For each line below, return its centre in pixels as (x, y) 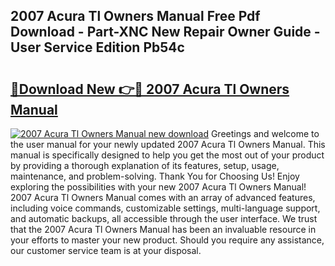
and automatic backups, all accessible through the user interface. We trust (164, 218)
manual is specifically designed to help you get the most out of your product (167, 155)
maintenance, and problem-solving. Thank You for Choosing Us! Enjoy (155, 176)
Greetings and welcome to (265, 133)
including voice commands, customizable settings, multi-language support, (165, 208)
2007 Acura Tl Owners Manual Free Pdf (135, 16)
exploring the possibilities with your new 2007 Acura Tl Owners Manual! (158, 187)
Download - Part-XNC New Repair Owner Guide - (165, 32)
